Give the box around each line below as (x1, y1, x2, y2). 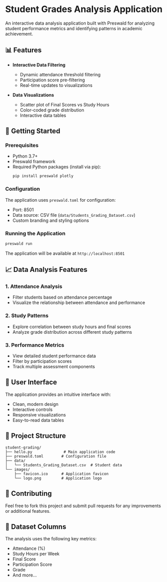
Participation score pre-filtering (20, 77, 85, 83)
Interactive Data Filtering (12, 62, 66, 68)
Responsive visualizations (12, 411, 66, 417)
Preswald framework (12, 159, 56, 165)
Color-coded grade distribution (20, 107, 84, 113)
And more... (12, 572, 37, 578)
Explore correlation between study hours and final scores (12, 324, 131, 330)
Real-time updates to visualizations (20, 82, 93, 88)
